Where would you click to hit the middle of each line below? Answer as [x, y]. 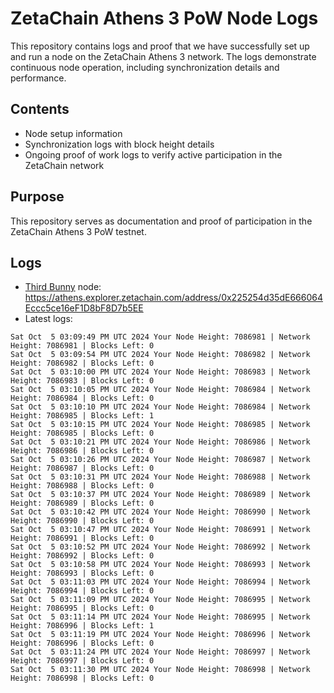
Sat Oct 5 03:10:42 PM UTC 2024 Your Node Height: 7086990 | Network [160, 512]
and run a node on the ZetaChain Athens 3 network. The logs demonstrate [163, 56]
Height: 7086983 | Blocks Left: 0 [82, 381]
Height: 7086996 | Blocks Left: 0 [82, 643]
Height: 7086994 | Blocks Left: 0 [82, 591]
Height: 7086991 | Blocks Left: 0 [82, 538]
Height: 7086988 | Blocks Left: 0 [82, 486]
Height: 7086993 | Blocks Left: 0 [82, 573]
